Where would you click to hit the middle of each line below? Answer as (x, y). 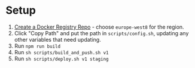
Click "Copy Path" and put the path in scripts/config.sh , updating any (101, 33)
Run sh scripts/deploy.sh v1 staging (61, 58)
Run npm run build (37, 46)
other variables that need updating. (57, 39)
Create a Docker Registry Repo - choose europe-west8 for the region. (99, 27)
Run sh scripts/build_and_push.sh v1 (61, 52)
